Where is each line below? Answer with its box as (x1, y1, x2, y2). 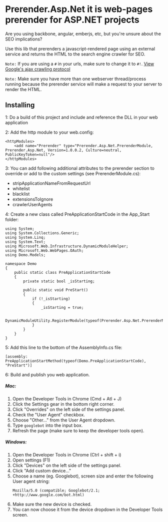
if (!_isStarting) (31, 296, 70, 301)
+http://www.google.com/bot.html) (12, 492, 84, 497)
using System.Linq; (5, 235, 46, 240)
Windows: (5, 439, 27, 445)
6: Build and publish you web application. (5, 371, 90, 377)
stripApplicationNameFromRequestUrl (12, 180, 91, 186)
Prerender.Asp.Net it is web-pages (5, 4, 153, 15)
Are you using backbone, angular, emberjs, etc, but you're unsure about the (5, 31, 161, 37)
